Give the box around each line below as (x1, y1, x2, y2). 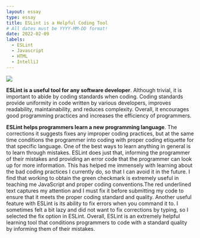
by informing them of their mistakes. (6, 225, 96, 232)
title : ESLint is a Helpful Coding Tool (6, 20, 109, 26)
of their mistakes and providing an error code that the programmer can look (6, 155, 192, 162)
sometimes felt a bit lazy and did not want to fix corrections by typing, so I (6, 206, 189, 213)
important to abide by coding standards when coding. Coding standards (6, 93, 183, 100)
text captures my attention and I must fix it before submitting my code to (6, 187, 184, 194)
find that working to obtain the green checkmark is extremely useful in (6, 174, 179, 181)
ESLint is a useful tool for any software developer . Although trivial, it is (6, 86, 182, 93)
